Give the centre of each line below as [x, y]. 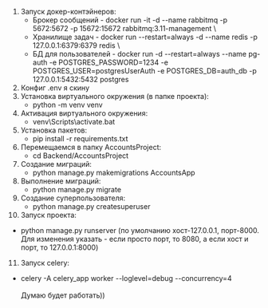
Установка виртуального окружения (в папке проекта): [115, 96]
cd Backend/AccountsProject [81, 156]
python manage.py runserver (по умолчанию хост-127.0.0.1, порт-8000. [140, 230]
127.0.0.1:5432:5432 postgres [81, 79]
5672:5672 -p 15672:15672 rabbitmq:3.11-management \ [124, 28]
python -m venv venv [67, 105]
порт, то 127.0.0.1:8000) [59, 247]
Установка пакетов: [53, 130]
